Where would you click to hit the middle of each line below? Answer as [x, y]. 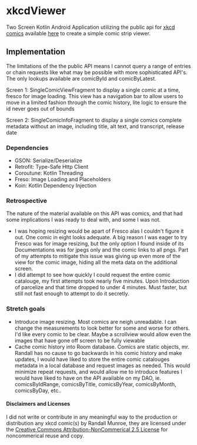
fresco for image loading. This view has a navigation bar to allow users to [95, 96]
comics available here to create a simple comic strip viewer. [79, 33]
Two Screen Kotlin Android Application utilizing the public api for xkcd [91, 27]
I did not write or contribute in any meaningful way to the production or [92, 417]
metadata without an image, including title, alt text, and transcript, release [95, 126]
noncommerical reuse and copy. [45, 436]
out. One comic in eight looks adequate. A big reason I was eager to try [101, 237]
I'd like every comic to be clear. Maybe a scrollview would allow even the [103, 334]
